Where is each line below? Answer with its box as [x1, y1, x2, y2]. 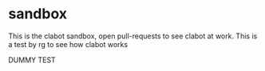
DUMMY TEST [8, 55, 56, 65]
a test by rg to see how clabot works [8, 39, 129, 49]
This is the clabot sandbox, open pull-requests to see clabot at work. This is [8, 31, 258, 41]
